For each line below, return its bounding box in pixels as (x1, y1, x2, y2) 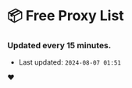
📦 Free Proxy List (7, 7, 124, 25)
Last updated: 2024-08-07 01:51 (18, 58, 122, 67)
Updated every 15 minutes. (7, 40, 112, 51)
